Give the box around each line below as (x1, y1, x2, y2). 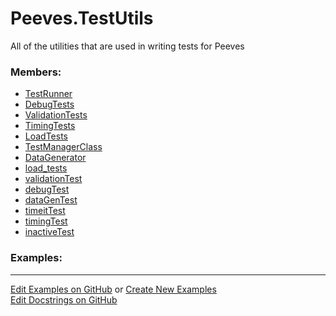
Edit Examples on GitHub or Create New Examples (10, 283, 217, 295)
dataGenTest (24, 194, 78, 206)
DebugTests (24, 98, 75, 111)
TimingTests (24, 120, 76, 132)
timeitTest (24, 205, 66, 217)
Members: (10, 65, 62, 79)
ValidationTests (24, 109, 88, 121)
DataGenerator (24, 152, 87, 164)
